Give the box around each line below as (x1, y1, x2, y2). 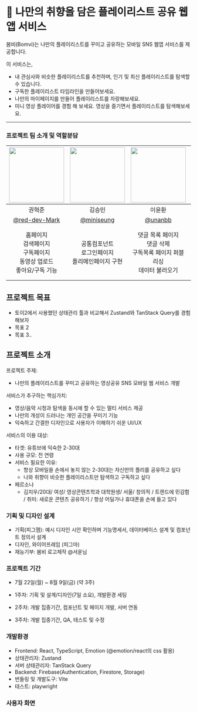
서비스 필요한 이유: (14, 458, 57, 465)
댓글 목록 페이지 (137, 231, 179, 239)
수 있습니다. (14, 80, 42, 87)
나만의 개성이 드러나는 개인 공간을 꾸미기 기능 (14, 411, 118, 418)
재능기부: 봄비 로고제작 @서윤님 (14, 548, 87, 555)
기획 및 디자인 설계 (6, 511, 55, 520)
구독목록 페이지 (132, 248, 172, 257)
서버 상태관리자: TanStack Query (14, 661, 91, 668)
